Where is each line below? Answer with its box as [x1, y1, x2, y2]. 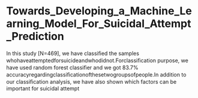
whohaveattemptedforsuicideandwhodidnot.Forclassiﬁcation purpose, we [6, 57, 189, 64]
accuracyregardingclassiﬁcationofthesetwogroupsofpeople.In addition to [6, 71, 187, 78]
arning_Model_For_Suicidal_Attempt [6, 17, 191, 30]
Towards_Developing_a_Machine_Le [6, 4, 192, 18]
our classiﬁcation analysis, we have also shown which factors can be [6, 78, 177, 85]
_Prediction [6, 30, 64, 43]
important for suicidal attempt [6, 85, 80, 92]
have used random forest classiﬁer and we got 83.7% [6, 64, 139, 71]
